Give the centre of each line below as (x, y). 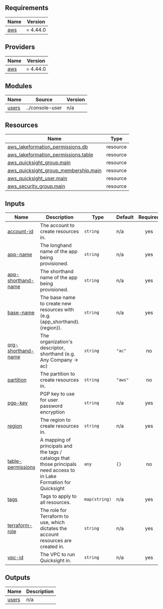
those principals (58, 464)
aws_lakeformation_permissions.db (48, 147)
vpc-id (15, 558)
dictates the (53, 529)
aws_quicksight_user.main (37, 178)
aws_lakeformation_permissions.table (50, 155)
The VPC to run (57, 555)
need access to (57, 470)
